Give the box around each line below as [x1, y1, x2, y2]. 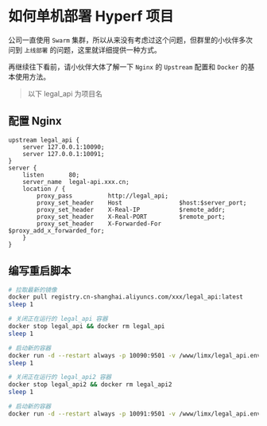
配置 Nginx [8, 115, 62, 128]
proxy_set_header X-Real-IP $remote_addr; [37, 205, 226, 213]
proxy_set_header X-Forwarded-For [37, 220, 161, 228]
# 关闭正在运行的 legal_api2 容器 [8, 373, 112, 381]
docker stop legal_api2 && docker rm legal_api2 [8, 381, 172, 389]
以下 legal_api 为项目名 [27, 88, 103, 98]
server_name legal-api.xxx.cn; [22, 178, 130, 186]
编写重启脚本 [8, 264, 72, 278]
